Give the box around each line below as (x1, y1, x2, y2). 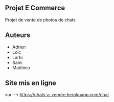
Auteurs (5, 31, 31, 40)
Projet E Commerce (5, 4, 65, 12)
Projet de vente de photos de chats (5, 17, 76, 22)
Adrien (12, 44, 26, 50)
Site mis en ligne (5, 79, 56, 87)
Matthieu (12, 64, 30, 70)
